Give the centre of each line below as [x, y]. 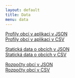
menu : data [17, 19]
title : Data [18, 15]
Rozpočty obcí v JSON [29, 65]
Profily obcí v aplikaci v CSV [35, 39]
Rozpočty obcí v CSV [28, 70]
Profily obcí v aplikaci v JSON [36, 34]
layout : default [22, 10]
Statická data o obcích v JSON [37, 49]
